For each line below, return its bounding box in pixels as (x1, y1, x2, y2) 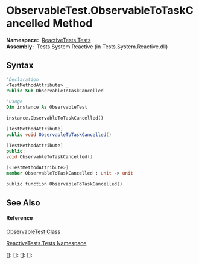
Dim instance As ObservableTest (6, 104, 87, 111)
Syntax (6, 60, 34, 71)
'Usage (6, 98, 23, 105)
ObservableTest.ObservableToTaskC (6, 4, 194, 18)
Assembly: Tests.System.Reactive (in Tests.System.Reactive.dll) (6, 43, 168, 50)
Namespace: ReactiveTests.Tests (6, 36, 91, 43)
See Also (6, 198, 40, 208)
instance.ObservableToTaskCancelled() (6, 115, 104, 121)
